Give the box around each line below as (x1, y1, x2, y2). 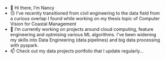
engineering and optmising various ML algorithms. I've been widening (10, 32, 156, 37)
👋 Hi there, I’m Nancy (10, 5, 55, 11)
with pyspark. (10, 42, 39, 48)
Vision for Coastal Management (10, 21, 77, 27)
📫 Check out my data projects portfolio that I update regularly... (10, 48, 144, 54)
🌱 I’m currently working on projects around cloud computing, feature (10, 26, 154, 32)
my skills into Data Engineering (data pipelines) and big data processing (10, 37, 160, 43)
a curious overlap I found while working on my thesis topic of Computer (10, 16, 160, 21)
